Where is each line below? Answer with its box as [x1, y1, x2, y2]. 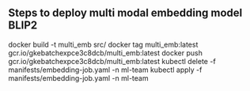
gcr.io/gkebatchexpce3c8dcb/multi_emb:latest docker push [8, 47, 203, 58]
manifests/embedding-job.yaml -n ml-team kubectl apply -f [8, 65, 203, 74]
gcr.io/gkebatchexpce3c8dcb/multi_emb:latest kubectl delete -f [8, 56, 216, 66]
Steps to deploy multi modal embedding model [8, 6, 243, 20]
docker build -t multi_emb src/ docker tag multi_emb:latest [8, 40, 199, 49]
